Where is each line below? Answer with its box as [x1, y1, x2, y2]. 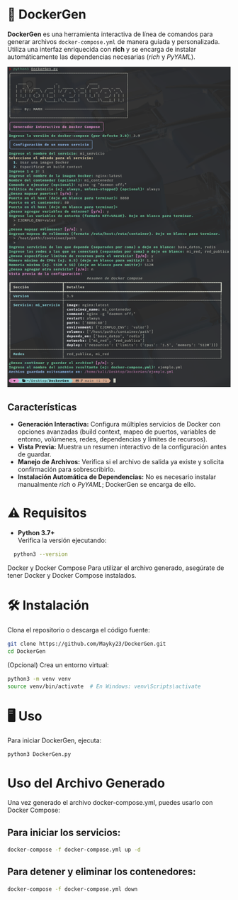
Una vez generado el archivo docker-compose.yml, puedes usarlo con [7, 799, 213, 807]
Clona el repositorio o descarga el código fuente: [7, 626, 150, 634]
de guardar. [17, 450, 52, 459]
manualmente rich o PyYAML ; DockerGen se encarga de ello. [17, 481, 196, 489]
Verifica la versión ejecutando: [17, 536, 107, 545]
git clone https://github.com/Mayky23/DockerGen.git [7, 640, 166, 647]
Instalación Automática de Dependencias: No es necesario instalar [17, 473, 217, 481]
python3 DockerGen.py [7, 751, 72, 758]
